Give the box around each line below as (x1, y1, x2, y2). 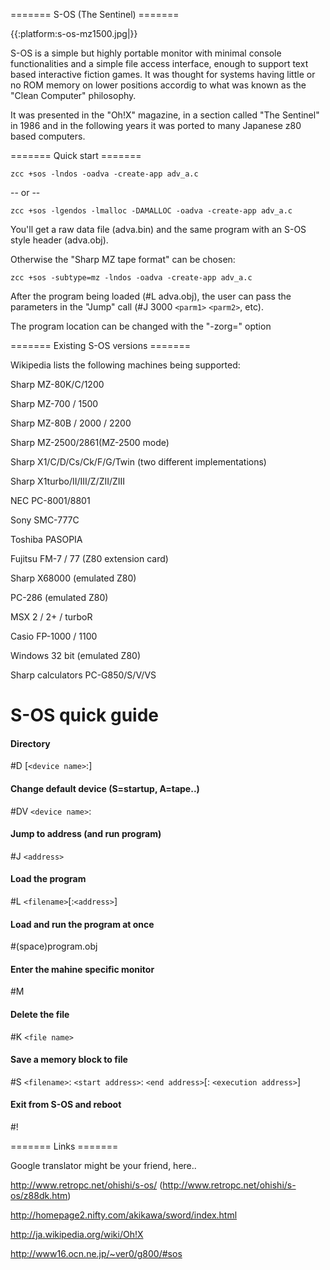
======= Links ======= (10, 1140, 119, 1153)
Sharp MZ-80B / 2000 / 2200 (10, 417, 132, 429)
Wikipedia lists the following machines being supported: (10, 359, 241, 371)
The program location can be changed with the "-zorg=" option (10, 320, 272, 332)
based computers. (10, 130, 86, 142)
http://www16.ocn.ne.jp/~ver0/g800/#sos (10, 1248, 183, 1260)
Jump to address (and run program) (10, 828, 162, 840)
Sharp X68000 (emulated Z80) (10, 572, 137, 584)
